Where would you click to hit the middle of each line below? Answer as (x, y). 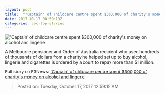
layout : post (18, 10)
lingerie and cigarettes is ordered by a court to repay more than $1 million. (80, 62)
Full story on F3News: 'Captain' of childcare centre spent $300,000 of (76, 72)
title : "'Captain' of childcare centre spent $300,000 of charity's (78, 14)
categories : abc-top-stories (35, 23)
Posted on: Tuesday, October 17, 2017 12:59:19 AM (68, 87)
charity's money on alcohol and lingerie (45, 77)
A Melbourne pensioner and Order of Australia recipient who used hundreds (82, 52)
